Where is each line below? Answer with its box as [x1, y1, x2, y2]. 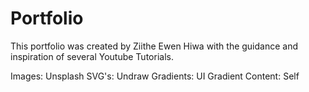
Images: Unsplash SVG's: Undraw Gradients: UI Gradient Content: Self [10, 70, 300, 82]
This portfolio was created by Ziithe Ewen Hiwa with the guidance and [10, 40, 299, 52]
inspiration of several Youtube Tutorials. [10, 50, 174, 62]
